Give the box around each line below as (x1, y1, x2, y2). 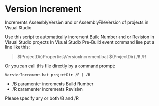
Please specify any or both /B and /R (5, 95, 79, 101)
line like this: (5, 44, 30, 50)
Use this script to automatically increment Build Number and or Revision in (5, 34, 155, 40)
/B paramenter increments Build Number (12, 81, 94, 87)
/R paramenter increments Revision (12, 86, 83, 91)
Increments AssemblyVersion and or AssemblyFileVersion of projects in (5, 19, 149, 25)
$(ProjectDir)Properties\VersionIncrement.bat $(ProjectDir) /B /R (17, 53, 146, 59)
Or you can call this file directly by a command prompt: (5, 63, 116, 69)
